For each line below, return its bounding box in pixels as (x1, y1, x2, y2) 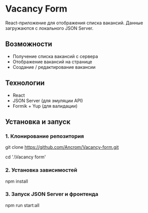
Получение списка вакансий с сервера (12, 53, 98, 59)
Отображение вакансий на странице (12, 59, 92, 65)
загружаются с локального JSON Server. (5, 25, 94, 31)
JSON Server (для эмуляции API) (12, 97, 83, 104)
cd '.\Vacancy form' (5, 154, 46, 160)
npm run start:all (5, 202, 40, 208)
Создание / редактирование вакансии (12, 64, 96, 70)
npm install (5, 178, 28, 184)
